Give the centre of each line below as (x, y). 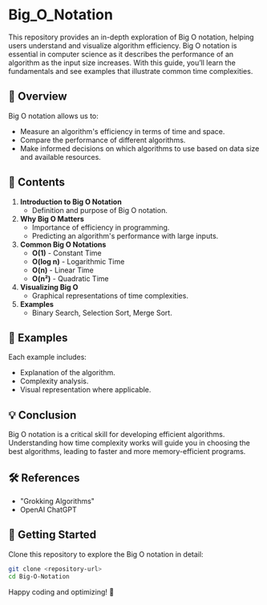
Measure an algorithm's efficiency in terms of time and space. (122, 131)
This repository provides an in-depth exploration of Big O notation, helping (131, 37)
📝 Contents (37, 182)
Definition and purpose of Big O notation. (100, 210)
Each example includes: (47, 357)
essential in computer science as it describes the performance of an (121, 54)
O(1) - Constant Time (67, 253)
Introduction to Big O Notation (71, 202)
